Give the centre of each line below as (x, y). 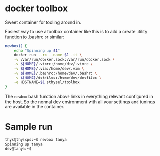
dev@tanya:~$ (18, 149)
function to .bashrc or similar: (35, 37)
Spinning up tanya (24, 144)
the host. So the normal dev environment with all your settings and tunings (80, 102)
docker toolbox (36, 9)
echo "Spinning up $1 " (37, 50)
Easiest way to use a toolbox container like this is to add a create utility (76, 31)
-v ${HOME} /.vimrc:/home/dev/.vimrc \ (53, 64)
